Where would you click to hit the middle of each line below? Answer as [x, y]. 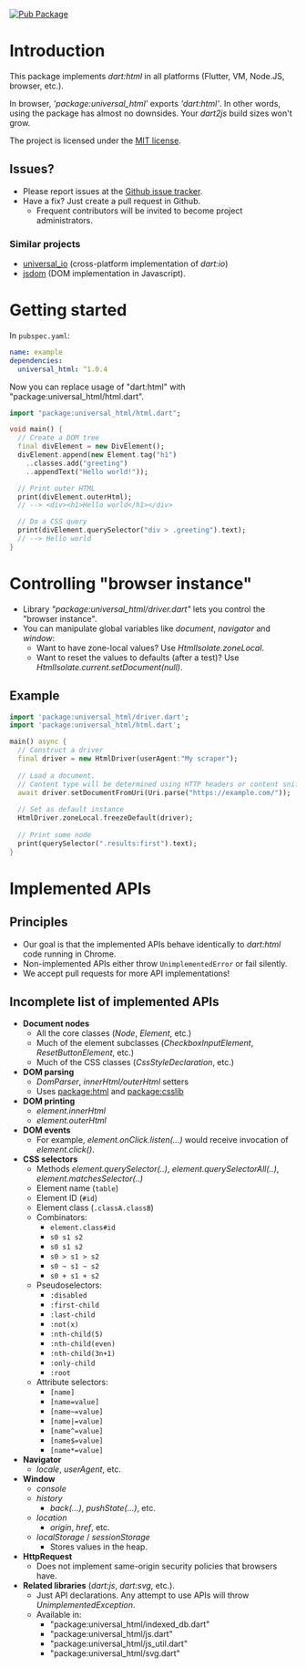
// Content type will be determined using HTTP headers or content [148, 784]
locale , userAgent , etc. [78, 1469]
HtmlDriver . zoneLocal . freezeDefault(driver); [106, 818]
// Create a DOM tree [59, 438]
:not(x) [64, 1325]
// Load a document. [56, 775]
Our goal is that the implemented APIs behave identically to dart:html [152, 944]
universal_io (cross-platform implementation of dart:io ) [125, 264]
